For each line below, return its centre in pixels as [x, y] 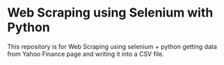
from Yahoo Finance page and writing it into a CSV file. [86, 54]
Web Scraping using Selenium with [110, 13]
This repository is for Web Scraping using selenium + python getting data [112, 46]
